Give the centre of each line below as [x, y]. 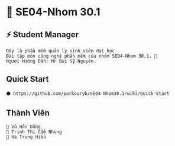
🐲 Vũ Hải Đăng [24, 127]
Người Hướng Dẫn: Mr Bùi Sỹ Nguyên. [51, 61]
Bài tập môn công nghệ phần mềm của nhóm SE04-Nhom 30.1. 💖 [82, 56]
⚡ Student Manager [42, 34]
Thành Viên [28, 113]
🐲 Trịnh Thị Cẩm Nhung [34, 132]
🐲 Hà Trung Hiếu [26, 137]
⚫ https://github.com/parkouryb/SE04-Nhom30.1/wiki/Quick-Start [88, 94]
